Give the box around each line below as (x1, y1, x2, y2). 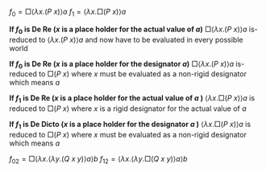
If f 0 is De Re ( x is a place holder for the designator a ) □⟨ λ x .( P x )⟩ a (9, 59, 235, 71)
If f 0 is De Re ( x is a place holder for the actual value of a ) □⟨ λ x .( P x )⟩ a (9, 24, 247, 35)
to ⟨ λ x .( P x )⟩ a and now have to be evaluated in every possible (38, 35, 243, 44)
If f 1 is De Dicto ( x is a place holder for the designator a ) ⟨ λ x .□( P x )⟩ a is (9, 120, 251, 131)
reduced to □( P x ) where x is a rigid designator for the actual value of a (9, 104, 247, 113)
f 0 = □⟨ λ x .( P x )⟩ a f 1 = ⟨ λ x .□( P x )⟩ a (9, 7, 127, 18)
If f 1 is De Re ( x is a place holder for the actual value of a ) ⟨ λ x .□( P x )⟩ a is (9, 93, 256, 105)
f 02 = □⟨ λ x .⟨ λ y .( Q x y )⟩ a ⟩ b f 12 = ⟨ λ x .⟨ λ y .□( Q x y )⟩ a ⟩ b (9, 154, 188, 166)
